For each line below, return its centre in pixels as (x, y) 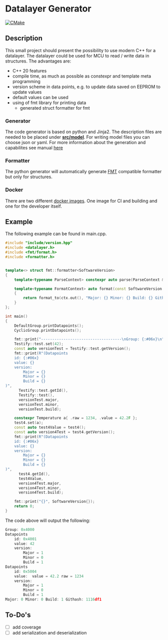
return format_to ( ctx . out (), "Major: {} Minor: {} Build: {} (88, 298)
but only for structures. (29, 177)
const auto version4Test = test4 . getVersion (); (64, 432)
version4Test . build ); (41, 493)
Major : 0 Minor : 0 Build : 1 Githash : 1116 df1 (53, 599)
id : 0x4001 (25, 539)
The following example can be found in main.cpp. (56, 234)
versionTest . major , (38, 400)
